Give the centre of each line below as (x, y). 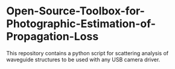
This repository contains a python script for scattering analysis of (87, 53)
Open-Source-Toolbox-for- (75, 11)
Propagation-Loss (52, 37)
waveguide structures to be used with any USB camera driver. (83, 59)
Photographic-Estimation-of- (81, 24)
